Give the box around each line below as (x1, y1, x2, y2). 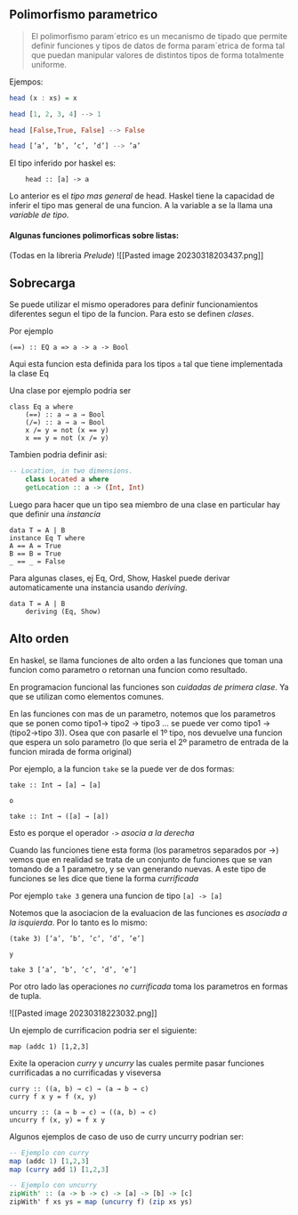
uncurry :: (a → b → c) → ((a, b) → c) (9, 1107, 157, 1116)
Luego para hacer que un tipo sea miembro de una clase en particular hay (9, 498, 280, 510)
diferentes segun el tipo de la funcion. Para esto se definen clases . (9, 309, 254, 320)
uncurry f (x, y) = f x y (9, 1115, 105, 1124)
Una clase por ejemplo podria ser (9, 385, 132, 396)
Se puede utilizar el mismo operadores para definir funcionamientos (9, 299, 259, 310)
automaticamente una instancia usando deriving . (9, 582, 189, 593)
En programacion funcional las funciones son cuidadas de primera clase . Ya (9, 681, 289, 693)
